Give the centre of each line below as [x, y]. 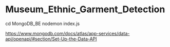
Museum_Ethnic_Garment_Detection [85, 9]
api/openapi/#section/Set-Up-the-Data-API [51, 39]
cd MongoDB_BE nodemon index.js [43, 24]
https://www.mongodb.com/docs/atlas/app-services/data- [68, 33]
